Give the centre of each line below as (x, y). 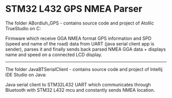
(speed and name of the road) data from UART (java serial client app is (80, 43)
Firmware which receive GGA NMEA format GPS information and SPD (79, 38)
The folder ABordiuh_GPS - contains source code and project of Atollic (80, 23)
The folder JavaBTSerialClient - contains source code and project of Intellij (84, 69)
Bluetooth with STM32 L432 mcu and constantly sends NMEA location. (80, 90)
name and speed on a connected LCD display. (54, 55)
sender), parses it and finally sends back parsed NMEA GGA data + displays (86, 49)
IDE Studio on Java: (26, 75)
